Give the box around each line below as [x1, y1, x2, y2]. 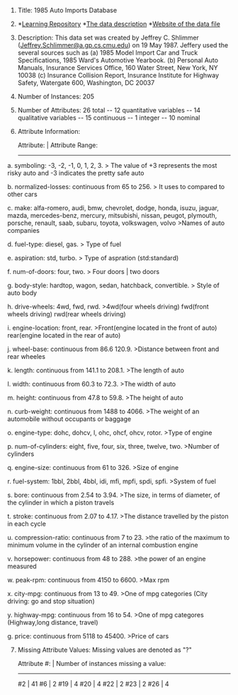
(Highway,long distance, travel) [7, 619, 98, 626]
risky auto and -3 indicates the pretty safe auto [7, 169, 144, 177]
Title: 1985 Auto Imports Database [17, 6, 118, 14]
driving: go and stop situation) [7, 597, 95, 605]
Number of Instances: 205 [17, 92, 94, 100]
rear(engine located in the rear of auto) [7, 331, 121, 339]
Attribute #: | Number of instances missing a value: [17, 660, 166, 667]
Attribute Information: [17, 127, 81, 135]
